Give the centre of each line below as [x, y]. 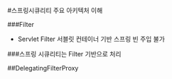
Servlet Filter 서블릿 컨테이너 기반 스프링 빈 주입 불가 [91, 39]
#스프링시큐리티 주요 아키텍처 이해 [55, 10]
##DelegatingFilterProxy [43, 68]
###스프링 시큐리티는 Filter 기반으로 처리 [64, 54]
